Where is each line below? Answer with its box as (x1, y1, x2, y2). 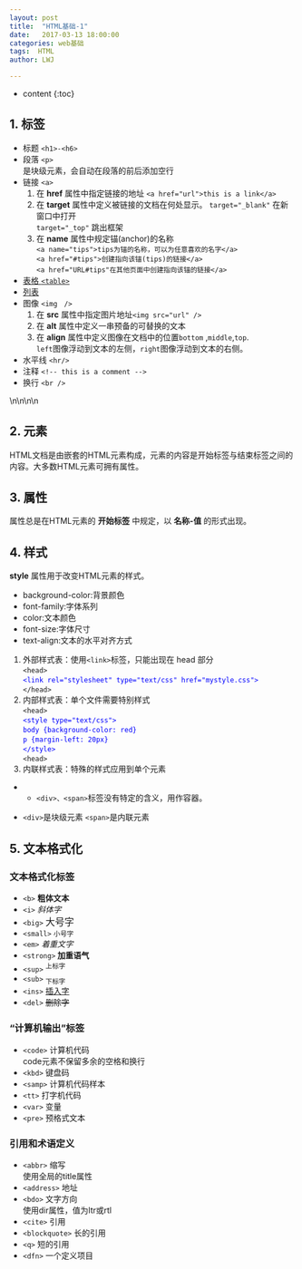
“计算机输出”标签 (9, 1022, 85, 1034)
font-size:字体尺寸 (22, 624, 91, 634)
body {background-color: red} (22, 726, 138, 735)
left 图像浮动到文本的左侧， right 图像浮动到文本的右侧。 (35, 343, 248, 354)
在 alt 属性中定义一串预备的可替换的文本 (35, 320, 186, 331)
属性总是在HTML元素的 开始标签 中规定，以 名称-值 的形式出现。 (9, 516, 252, 527)
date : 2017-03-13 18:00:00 (9, 30, 120, 39)
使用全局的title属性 (22, 1170, 93, 1181)
